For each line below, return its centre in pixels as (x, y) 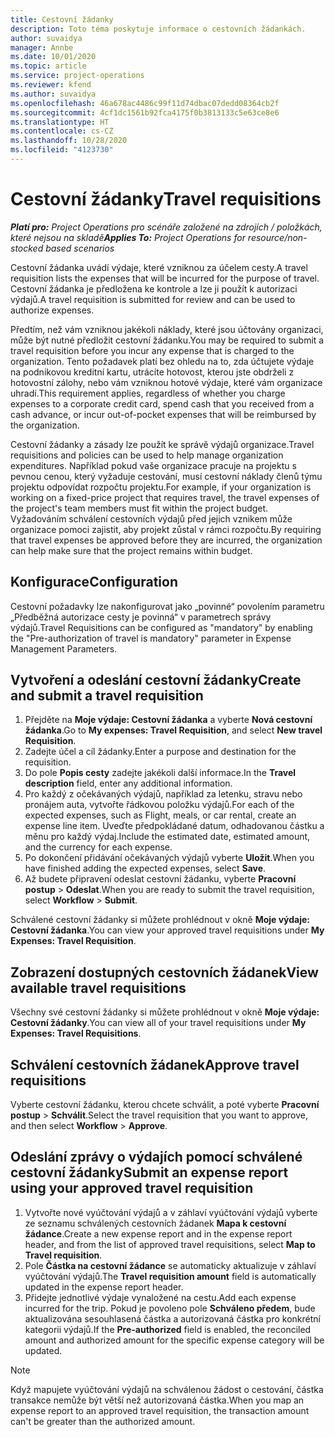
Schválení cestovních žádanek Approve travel (155, 1064)
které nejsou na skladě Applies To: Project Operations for (128, 237)
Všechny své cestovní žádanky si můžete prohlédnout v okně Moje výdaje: (165, 1012)
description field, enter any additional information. (128, 783)
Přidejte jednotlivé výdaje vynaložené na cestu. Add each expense (160, 1297)
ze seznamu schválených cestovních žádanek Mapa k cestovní (155, 1223)
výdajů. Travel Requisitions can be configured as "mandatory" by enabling (161, 627)
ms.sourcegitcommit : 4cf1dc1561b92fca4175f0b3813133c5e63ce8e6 (145, 112)
